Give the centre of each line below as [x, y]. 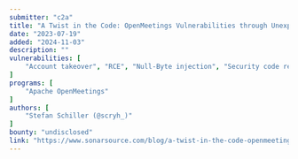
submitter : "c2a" [41, 17]
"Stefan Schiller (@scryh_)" [79, 116]
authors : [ [29, 108]
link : [19, 140]
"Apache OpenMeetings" [67, 91]
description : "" [39, 50]
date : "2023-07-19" [45, 34]
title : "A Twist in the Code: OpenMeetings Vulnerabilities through [138, 26]
